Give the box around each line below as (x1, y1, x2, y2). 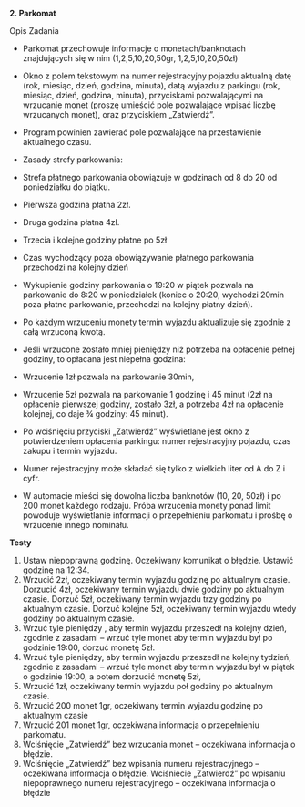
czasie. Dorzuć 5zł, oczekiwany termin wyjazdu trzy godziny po (22, 594, 262, 605)
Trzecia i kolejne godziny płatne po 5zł (22, 234, 168, 245)
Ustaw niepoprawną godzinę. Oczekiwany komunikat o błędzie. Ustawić (22, 555, 294, 565)
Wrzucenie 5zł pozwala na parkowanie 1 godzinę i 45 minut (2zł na (22, 389, 273, 399)
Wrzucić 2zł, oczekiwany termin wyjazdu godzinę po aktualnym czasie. (22, 574, 290, 585)
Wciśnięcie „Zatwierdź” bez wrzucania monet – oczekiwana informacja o (22, 739, 296, 750)
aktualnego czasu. (22, 137, 92, 147)
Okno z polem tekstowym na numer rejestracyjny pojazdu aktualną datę (22, 70, 292, 81)
